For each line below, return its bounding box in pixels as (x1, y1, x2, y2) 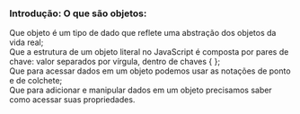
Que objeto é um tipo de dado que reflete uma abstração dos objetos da (9, 28, 277, 39)
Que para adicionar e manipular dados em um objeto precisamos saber (9, 84, 272, 96)
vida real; (9, 37, 44, 48)
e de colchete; (9, 75, 63, 86)
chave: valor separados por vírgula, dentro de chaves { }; (9, 57, 221, 67)
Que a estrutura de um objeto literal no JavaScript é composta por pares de (9, 47, 289, 57)
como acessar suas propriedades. (9, 94, 136, 105)
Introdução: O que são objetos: (9, 7, 147, 20)
